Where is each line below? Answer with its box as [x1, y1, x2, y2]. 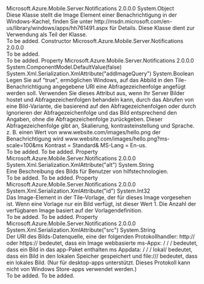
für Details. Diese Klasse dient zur [109, 25, 195, 31]
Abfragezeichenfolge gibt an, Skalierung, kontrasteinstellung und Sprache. [6, 122, 195, 129]
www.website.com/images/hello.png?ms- [64, 135, 170, 142]
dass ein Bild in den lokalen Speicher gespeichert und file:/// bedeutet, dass [6, 253, 198, 259]
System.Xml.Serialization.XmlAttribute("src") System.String [6, 226, 156, 234]
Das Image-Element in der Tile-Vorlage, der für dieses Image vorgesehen [6, 194, 191, 201]
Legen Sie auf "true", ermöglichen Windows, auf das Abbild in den [6, 77, 173, 83]
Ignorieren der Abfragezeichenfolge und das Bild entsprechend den [6, 109, 177, 116]
